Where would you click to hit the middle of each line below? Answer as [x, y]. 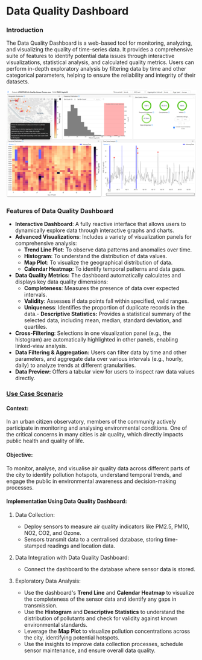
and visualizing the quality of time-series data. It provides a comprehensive [100, 50]
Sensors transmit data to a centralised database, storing [94, 539]
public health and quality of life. [46, 441]
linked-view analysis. [41, 346]
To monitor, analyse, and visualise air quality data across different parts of [98, 468]
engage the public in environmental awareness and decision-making [91, 481]
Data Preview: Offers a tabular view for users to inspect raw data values [105, 372]
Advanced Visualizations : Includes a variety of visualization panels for [103, 237]
